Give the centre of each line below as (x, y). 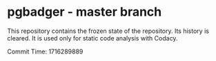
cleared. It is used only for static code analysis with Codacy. (92, 38)
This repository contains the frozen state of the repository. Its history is (108, 31)
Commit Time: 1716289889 (45, 51)
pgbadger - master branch (85, 12)
